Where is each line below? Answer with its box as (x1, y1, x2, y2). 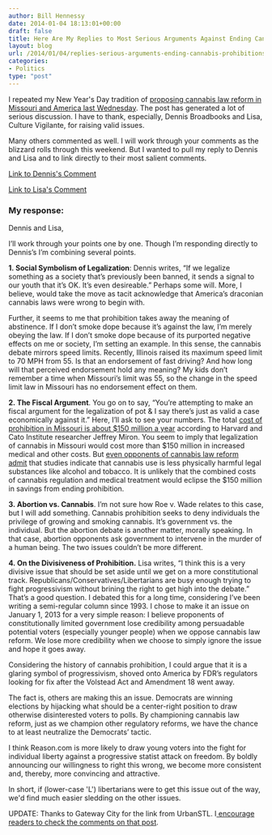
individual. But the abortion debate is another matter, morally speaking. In (8, 525, 253, 535)
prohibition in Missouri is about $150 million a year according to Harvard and (8, 423, 263, 433)
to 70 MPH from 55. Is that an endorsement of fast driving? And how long (8, 356, 253, 365)
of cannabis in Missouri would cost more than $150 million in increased (8, 441, 245, 450)
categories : (8, 58, 49, 66)
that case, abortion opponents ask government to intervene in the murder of (8, 534, 262, 543)
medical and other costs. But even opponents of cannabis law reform (8, 449, 239, 458)
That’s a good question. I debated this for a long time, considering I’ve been (8, 592, 261, 602)
